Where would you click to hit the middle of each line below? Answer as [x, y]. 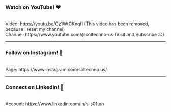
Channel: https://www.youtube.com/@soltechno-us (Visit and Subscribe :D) [85, 35]
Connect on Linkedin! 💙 [35, 87]
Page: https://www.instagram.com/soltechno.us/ [56, 69]
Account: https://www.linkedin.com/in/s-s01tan [55, 104]
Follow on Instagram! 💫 [34, 53]
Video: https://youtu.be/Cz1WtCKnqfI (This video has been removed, [77, 24]
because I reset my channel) [35, 29]
